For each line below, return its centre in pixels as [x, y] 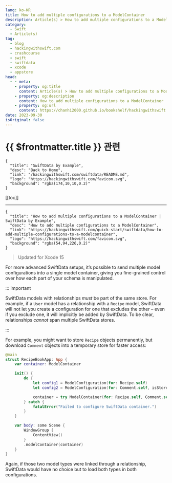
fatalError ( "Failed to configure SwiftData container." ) [95, 406]
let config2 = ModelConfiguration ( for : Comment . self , [91, 388]
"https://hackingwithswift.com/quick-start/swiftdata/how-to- [96, 230]
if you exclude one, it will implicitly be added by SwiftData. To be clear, [80, 314]
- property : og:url [35, 106]
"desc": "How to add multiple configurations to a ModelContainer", [84, 225]
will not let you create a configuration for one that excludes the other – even [85, 309]
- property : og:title [37, 86]
